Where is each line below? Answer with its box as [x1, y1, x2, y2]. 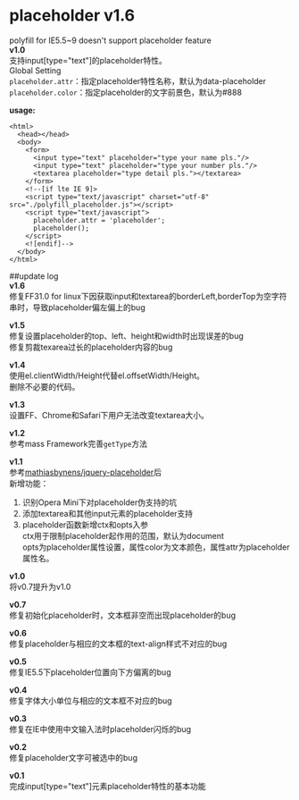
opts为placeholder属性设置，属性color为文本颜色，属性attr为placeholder [21, 542, 290, 552]
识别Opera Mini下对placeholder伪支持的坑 [21, 497, 178, 508]
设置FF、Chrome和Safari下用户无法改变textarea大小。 [9, 409, 210, 420]
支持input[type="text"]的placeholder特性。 [9, 55, 167, 65]
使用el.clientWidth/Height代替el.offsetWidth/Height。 [9, 370, 205, 381]
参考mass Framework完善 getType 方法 [9, 438, 147, 449]
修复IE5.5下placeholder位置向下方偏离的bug [9, 667, 171, 678]
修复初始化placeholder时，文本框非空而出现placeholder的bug [9, 610, 237, 620]
